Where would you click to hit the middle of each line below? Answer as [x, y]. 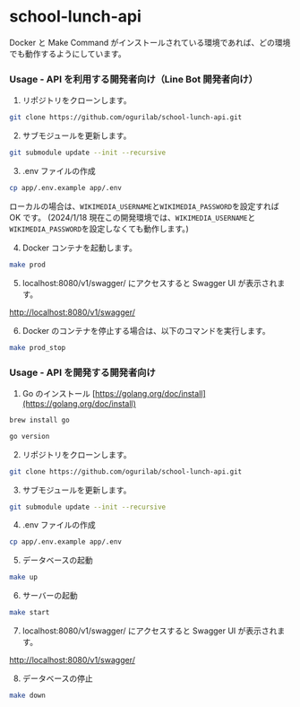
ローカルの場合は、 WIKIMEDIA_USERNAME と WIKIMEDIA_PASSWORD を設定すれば [144, 206]
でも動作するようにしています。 [68, 53]
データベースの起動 [58, 560]
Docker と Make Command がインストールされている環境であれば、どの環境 [150, 42]
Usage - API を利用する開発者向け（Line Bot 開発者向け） [133, 79]
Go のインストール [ [59, 393]
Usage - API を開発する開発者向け [82, 372]
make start [30, 613]
